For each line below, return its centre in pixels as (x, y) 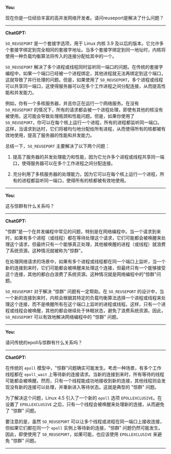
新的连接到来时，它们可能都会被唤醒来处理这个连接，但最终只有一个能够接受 (85, 268)
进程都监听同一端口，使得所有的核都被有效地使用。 (75, 180)
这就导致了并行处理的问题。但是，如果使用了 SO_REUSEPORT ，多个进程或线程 (84, 80)
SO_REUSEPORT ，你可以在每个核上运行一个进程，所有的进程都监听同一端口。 (83, 122)
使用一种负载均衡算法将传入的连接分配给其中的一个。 (61, 56)
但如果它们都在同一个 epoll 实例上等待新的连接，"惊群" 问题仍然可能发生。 (84, 428)
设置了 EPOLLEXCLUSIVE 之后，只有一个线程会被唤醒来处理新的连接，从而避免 (85, 404)
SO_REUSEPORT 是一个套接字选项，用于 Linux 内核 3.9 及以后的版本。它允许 (82, 43)
